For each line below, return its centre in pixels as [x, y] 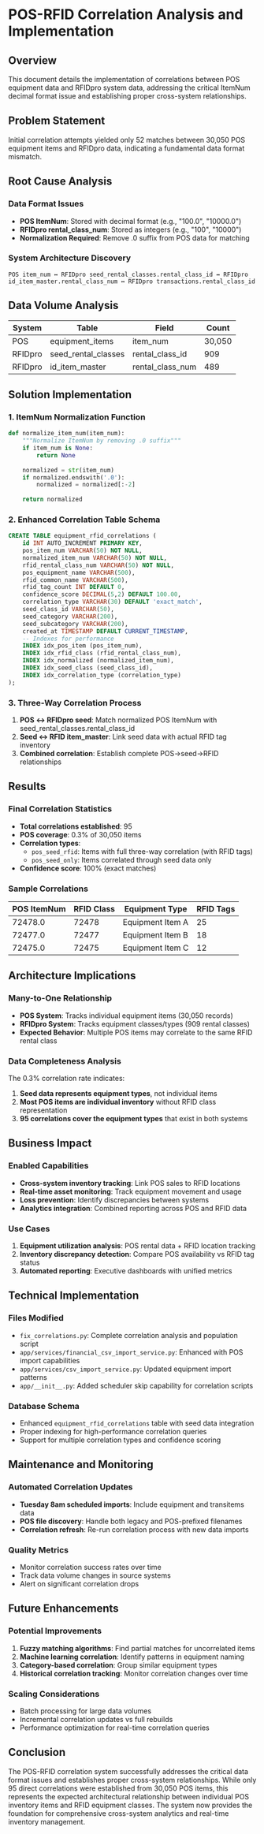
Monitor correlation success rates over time [90, 1567]
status [30, 1262]
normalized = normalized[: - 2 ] [86, 485]
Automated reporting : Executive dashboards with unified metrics [126, 1270]
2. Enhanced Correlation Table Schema [84, 520]
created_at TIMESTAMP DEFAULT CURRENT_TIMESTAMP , [106, 631]
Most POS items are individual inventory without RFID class [118, 1102]
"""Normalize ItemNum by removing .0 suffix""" [102, 441]
